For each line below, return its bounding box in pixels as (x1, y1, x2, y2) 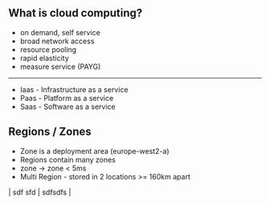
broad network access (19, 36, 95, 46)
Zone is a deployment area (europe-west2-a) (19, 146, 170, 155)
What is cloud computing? (8, 6, 143, 20)
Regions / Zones (8, 125, 92, 139)
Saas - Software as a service (19, 102, 116, 111)
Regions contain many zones (19, 155, 117, 164)
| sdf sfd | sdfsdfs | (8, 187, 72, 197)
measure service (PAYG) (19, 62, 101, 71)
